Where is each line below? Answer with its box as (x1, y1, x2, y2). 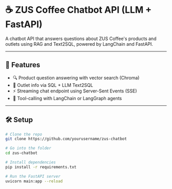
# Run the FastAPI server (5, 174, 60, 179)
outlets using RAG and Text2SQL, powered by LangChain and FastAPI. (5, 41, 154, 47)
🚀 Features (5, 61, 40, 69)
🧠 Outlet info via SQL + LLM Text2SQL (12, 82, 93, 88)
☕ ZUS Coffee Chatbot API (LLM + (5, 4, 152, 16)
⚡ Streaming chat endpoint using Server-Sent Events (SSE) (12, 88, 137, 94)
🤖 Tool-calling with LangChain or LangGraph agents (12, 95, 122, 101)
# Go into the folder (5, 146, 52, 151)
